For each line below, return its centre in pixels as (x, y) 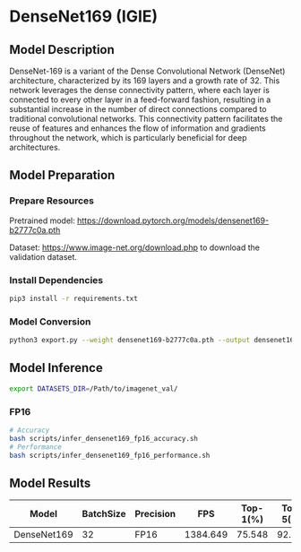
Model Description (62, 50)
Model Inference (56, 368)
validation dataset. (43, 256)
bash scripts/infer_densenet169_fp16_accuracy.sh (104, 438)
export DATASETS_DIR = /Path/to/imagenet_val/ (94, 388)
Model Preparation (62, 175)
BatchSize (104, 514)
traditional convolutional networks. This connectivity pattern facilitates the (146, 119)
